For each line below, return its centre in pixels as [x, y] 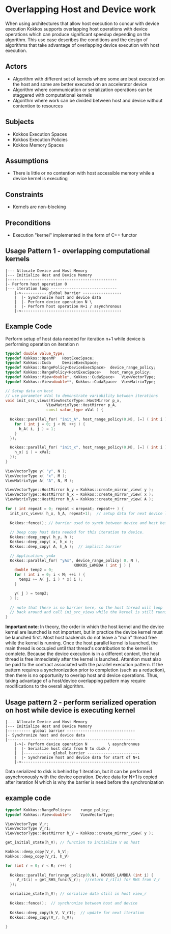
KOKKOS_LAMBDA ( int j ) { [102, 565]
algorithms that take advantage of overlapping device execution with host [82, 45]
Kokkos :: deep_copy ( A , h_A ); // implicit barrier [66, 546]
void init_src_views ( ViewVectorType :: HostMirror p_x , [64, 401]
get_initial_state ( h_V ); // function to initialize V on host [73, 843]
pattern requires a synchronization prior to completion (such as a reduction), [85, 670]
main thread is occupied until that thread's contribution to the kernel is [79, 648]
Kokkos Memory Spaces [38, 145]
